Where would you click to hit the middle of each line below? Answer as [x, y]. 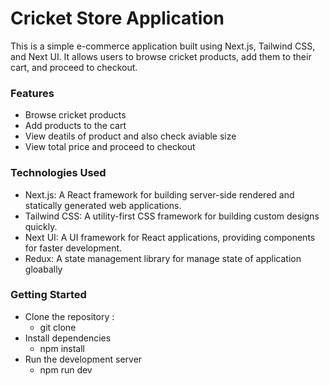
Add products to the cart [75, 126]
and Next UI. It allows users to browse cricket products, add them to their [161, 56]
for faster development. [73, 248]
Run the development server [83, 359]
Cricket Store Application [117, 18]
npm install [62, 348]
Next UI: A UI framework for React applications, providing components [170, 237]
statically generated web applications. [103, 205]
